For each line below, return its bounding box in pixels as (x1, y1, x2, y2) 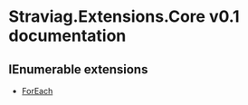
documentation (8, 25, 127, 46)
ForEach (21, 86, 53, 96)
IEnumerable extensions (8, 62, 148, 77)
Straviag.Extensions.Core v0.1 (8, 6, 241, 27)
